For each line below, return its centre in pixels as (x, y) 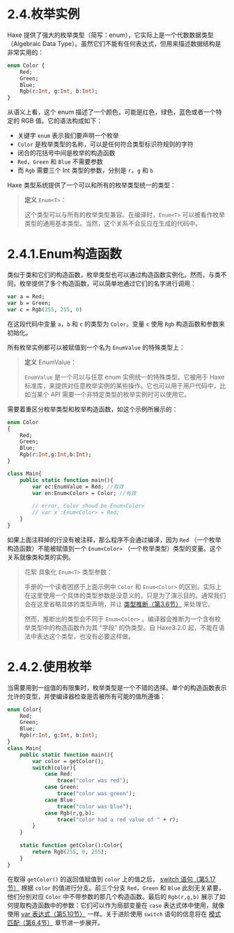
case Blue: (60, 800)
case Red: (58, 774)
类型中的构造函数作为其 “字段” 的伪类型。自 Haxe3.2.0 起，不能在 (125, 627)
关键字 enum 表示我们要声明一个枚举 (68, 136)
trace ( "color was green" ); (96, 794)
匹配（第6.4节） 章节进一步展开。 (56, 923)
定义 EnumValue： (50, 362)
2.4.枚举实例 (44, 14)
